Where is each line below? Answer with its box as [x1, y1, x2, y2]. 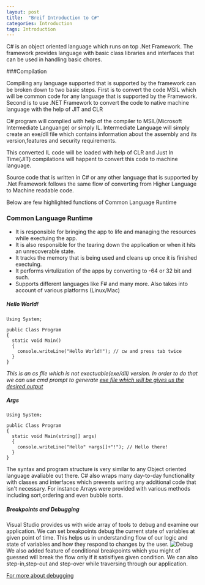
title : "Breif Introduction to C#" [6, 15, 100, 21]
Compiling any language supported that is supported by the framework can [6, 80, 196, 87]
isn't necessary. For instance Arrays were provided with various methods [6, 485, 191, 493]
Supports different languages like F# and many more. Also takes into [15, 280, 188, 287]
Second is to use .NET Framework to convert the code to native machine [6, 99, 190, 107]
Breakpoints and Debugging [6, 506, 80, 513]
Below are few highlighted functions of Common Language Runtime [6, 198, 177, 206]
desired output [6, 382, 43, 390]
